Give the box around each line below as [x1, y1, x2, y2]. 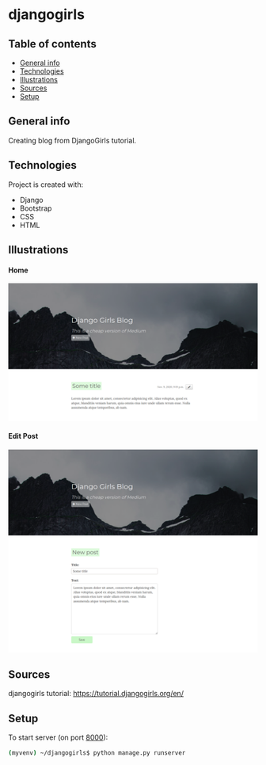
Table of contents [8, 37, 97, 51]
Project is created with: [8, 180, 84, 189]
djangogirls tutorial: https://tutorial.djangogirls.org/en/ [8, 689, 184, 698]
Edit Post [8, 432, 39, 441]
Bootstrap [19, 204, 52, 213]
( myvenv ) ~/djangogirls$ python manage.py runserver [8, 749, 186, 757]
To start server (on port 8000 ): [8, 733, 108, 742]
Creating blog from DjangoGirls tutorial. [8, 135, 137, 145]
